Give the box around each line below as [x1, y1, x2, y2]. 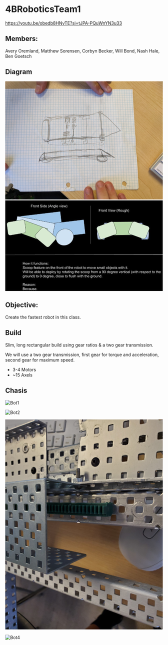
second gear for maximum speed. [5, 356, 75, 363]
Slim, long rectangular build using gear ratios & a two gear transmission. [5, 341, 153, 348]
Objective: [5, 301, 38, 309]
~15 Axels [12, 371, 32, 378]
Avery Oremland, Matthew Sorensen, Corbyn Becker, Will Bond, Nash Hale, [5, 47, 160, 53]
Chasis [5, 386, 27, 395]
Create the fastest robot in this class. [5, 314, 81, 320]
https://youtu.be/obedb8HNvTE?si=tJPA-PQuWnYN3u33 [5, 20, 122, 26]
